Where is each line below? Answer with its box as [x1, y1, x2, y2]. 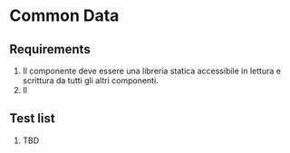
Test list [9, 110, 56, 127]
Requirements [9, 42, 91, 57]
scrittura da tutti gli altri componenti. [22, 75, 159, 86]
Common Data [9, 5, 120, 26]
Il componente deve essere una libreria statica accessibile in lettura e [22, 65, 281, 76]
